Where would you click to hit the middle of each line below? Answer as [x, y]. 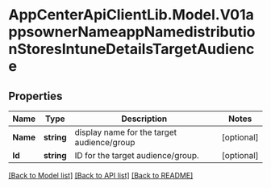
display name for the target [126, 132]
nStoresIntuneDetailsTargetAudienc [131, 49]
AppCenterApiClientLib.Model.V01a [131, 15]
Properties [35, 96]
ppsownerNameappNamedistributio [132, 32]
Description [144, 119]
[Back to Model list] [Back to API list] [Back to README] [101, 175]
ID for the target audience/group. [137, 155]
